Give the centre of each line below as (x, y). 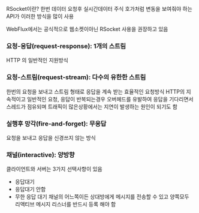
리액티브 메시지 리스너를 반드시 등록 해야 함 (65, 204)
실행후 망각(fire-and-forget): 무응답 (56, 124)
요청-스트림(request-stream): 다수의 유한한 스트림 (76, 77)
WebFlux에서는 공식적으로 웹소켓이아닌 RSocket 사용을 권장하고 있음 (87, 29)
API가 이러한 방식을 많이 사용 (40, 16)
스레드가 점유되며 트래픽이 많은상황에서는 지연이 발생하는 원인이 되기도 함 (92, 106)
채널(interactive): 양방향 (40, 155)
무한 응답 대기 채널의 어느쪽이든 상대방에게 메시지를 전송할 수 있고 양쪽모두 (102, 197)
